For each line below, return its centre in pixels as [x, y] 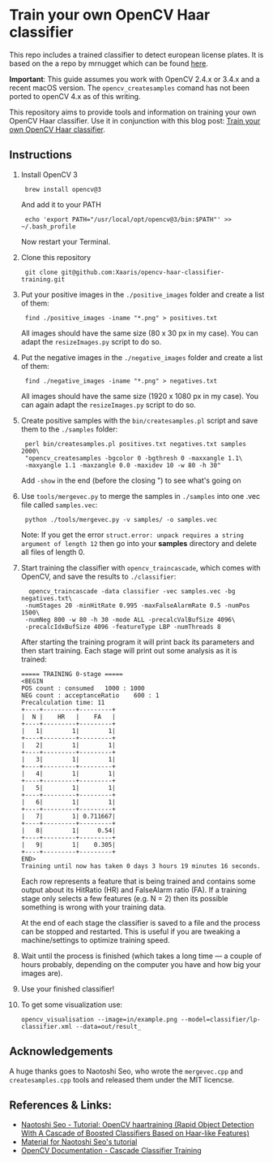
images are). [42, 973]
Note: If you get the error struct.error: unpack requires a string [132, 535]
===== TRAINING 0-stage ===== [72, 674]
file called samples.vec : [59, 505]
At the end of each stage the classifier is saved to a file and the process [141, 922]
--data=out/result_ [109, 1026]
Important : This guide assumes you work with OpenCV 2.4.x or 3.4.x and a [134, 79]
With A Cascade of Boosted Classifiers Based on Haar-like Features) [135, 1133]
